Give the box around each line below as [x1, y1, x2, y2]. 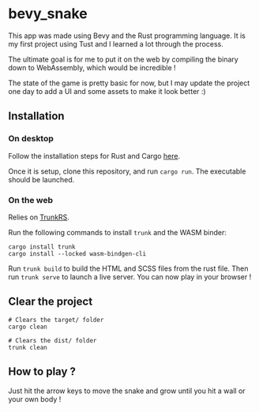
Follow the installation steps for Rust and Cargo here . [8, 151, 180, 160]
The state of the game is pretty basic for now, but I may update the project [8, 78, 250, 88]
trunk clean [8, 343, 47, 351]
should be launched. [8, 174, 75, 184]
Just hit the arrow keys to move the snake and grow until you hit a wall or [8, 386, 246, 395]
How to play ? [8, 365, 77, 379]
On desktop [8, 133, 54, 144]
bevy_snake [8, 5, 88, 23]
